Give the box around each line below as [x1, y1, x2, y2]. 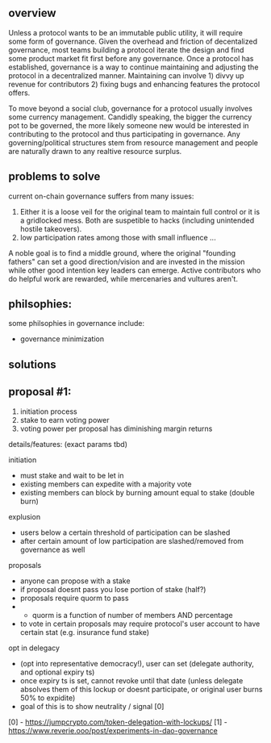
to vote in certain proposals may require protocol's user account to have [19, 619, 261, 628]
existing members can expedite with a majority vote [19, 479, 192, 489]
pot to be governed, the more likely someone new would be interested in [8, 120, 249, 130]
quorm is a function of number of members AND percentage [31, 610, 233, 620]
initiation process [19, 407, 78, 416]
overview [8, 6, 56, 20]
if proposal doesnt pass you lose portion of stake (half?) [19, 584, 206, 594]
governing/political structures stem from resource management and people [8, 137, 258, 148]
